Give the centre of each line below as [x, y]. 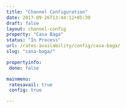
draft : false [23, 23]
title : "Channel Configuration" [47, 12]
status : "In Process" [34, 40]
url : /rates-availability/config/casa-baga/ [63, 46]
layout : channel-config [36, 29]
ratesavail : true [31, 85]
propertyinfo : [24, 62]
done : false [24, 68]
